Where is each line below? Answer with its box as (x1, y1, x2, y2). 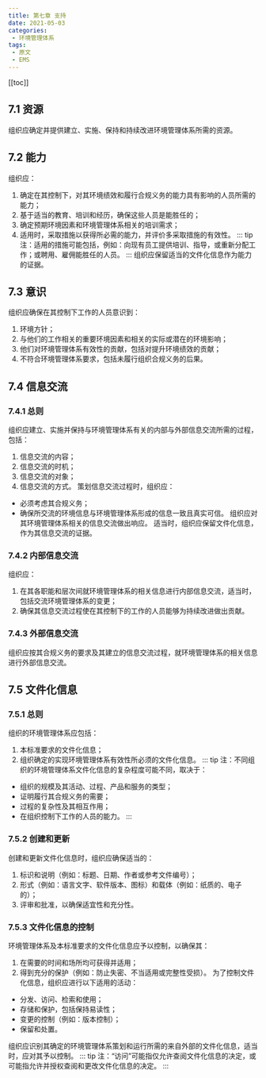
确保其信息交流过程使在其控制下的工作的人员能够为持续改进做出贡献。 (19, 606, 249, 616)
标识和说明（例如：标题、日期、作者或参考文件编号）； (19, 870, 197, 880)
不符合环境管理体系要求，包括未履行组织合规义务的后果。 (19, 354, 207, 364)
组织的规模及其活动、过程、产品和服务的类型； (19, 782, 173, 791)
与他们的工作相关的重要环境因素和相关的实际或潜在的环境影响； (19, 334, 228, 344)
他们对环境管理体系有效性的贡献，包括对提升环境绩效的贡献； (19, 345, 222, 354)
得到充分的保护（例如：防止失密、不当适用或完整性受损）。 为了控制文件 (19, 968, 255, 977)
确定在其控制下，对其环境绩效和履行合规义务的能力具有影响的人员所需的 (19, 190, 256, 199)
